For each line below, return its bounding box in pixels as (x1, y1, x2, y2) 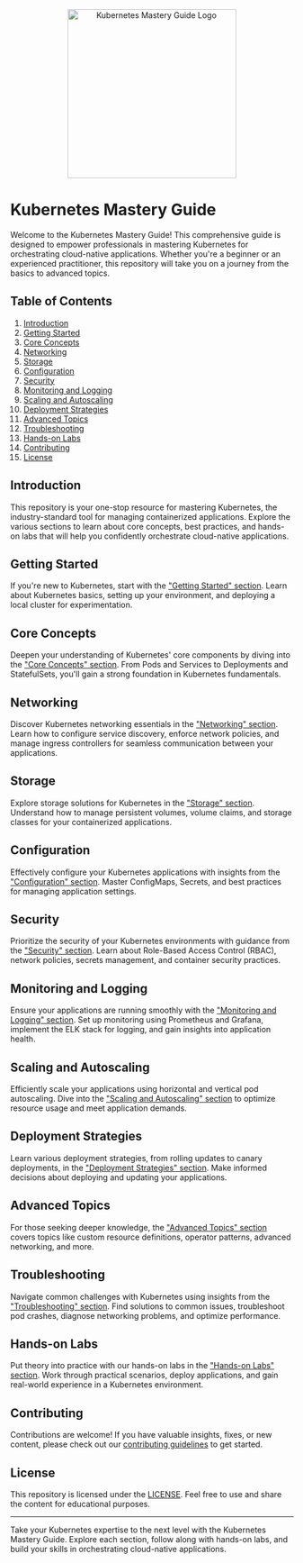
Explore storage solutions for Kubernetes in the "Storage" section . (10, 797, 255, 808)
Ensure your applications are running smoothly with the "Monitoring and (10, 1004, 277, 1016)
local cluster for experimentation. (10, 599, 133, 611)
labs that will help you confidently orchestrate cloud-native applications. (22, 531, 290, 541)
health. (10, 1033, 36, 1044)
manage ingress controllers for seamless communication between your (10, 738, 274, 749)
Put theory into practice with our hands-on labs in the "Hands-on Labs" (10, 1360, 275, 1371)
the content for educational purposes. (10, 1498, 151, 1509)
